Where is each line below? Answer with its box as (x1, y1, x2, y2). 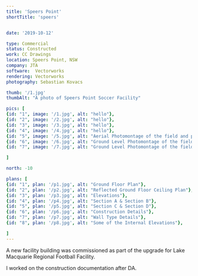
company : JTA (6, 63, 38, 68)
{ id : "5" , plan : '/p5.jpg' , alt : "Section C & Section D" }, (6, 203, 157, 209)
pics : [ (6, 106, 25, 112)
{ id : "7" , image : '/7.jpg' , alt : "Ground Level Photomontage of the (6, 144, 178, 150)
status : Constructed (6, 46, 57, 52)
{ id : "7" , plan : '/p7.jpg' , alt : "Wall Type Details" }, (6, 215, 146, 221)
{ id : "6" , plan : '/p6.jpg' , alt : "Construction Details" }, (6, 209, 154, 215)
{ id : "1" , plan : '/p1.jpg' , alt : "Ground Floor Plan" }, (6, 181, 146, 188)
